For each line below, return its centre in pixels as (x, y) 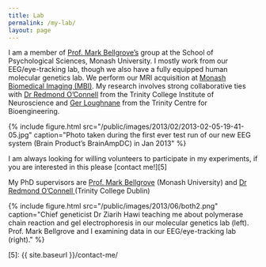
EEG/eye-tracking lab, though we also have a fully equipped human (118, 70)
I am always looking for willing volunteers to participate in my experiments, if (133, 159)
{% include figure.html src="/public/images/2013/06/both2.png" (113, 206)
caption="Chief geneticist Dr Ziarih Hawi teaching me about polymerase (126, 215)
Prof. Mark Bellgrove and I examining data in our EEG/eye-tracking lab (122, 231)
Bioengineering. (34, 111)
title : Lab (26, 15)
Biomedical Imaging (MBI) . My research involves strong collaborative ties (127, 86)
